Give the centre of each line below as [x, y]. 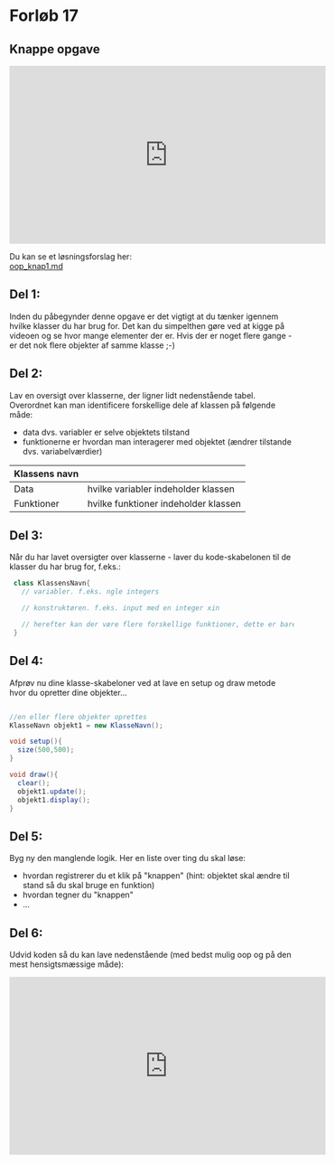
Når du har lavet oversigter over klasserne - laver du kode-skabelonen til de [150, 558]
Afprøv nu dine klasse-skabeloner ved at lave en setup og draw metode [143, 682]
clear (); [34, 783]
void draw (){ [34, 774]
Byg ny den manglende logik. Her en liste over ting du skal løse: [128, 858]
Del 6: [26, 933]
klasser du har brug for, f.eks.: [65, 567]
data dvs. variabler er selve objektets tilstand [106, 432]
